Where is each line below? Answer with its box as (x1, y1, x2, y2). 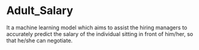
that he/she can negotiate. (6, 37, 73, 44)
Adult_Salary (6, 4, 73, 18)
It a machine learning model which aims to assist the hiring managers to (6, 24, 188, 31)
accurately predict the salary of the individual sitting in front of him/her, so (6, 30, 193, 37)
